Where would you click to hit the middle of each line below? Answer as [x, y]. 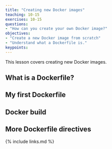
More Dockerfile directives [48, 129]
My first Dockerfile [35, 95]
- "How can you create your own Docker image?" [57, 29]
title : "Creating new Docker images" [45, 10]
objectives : [18, 33]
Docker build [26, 112]
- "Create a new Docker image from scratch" [53, 38]
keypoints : [17, 47]
